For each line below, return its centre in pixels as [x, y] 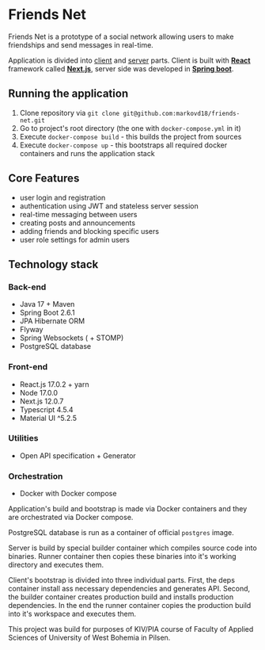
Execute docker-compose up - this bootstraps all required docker [123, 145]
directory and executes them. [56, 565]
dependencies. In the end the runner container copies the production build [130, 606]
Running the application [68, 94]
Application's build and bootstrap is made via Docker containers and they [128, 509]
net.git [32, 120]
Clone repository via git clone [70, 113]
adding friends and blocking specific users [89, 231]
